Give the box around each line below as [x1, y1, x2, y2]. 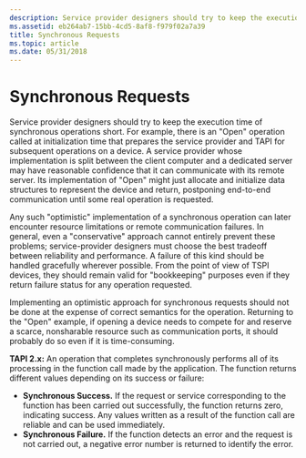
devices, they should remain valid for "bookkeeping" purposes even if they [9, 270, 290, 280]
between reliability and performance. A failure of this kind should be [9, 250, 265, 261]
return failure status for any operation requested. [9, 280, 193, 290]
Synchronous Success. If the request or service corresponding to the [22, 391, 287, 402]
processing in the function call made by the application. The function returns [9, 363, 297, 374]
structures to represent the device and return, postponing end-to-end [9, 184, 271, 196]
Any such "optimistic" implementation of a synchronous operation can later [9, 211, 291, 223]
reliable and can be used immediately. [22, 420, 166, 431]
